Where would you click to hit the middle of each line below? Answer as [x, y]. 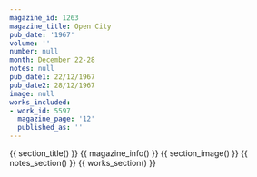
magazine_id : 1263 [44, 18]
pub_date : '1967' [42, 34]
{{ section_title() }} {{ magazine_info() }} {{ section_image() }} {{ [128, 153]
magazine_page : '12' [56, 119]
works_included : [40, 102]
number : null [34, 52]
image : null [32, 93]
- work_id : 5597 [40, 111]
